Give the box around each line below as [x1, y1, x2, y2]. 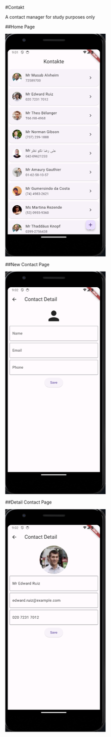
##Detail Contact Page [5, 499, 52, 505]
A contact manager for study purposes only [5, 14, 95, 20]
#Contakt [5, 5, 24, 10]
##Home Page [5, 24, 35, 30]
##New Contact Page [5, 262, 50, 267]
